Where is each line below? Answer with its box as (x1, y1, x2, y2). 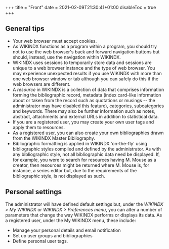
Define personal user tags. (12, 238, 68, 244)
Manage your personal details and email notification (12, 227, 121, 233)
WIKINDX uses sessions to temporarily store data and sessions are (12, 59, 152, 66)
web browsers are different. (12, 81, 71, 87)
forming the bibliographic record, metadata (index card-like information (12, 91, 161, 98)
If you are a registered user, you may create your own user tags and (12, 119, 154, 125)
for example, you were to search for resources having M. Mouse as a (12, 157, 156, 163)
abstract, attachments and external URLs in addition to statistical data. (12, 113, 159, 119)
